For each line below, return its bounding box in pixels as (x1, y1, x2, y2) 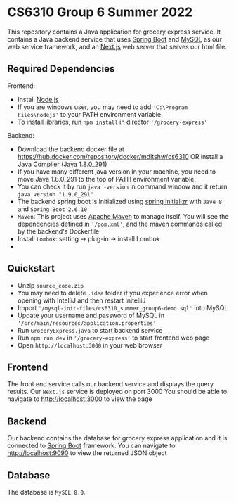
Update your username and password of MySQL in (17, 311, 165, 319)
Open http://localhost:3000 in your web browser (17, 340, 163, 349)
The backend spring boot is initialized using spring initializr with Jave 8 (17, 197, 223, 205)
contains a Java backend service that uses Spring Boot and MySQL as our (7, 34, 223, 43)
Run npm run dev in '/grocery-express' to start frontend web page (17, 333, 210, 342)
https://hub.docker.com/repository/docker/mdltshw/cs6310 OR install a (17, 152, 223, 160)
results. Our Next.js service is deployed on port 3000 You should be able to (7, 388, 228, 396)
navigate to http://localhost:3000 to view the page (7, 395, 152, 403)
